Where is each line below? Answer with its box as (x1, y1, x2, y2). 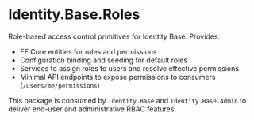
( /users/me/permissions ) (19, 81, 101, 90)
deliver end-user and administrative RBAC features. (8, 104, 177, 114)
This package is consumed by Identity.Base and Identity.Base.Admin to (8, 96, 247, 105)
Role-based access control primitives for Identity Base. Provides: (8, 32, 221, 41)
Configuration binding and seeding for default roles (19, 55, 188, 65)
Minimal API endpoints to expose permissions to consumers (19, 72, 216, 81)
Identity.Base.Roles (8, 6, 140, 24)
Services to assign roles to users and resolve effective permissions (19, 63, 240, 73)
